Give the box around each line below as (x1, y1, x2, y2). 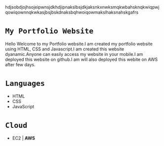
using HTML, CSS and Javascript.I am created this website (5, 46, 125, 52)
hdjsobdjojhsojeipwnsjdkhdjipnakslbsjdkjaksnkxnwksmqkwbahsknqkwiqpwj (5, 4, 160, 10)
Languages (5, 79, 45, 88)
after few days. (5, 61, 35, 68)
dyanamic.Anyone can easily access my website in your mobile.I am (5, 51, 143, 57)
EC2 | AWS (12, 135, 35, 141)
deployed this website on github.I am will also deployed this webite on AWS (5, 56, 158, 62)
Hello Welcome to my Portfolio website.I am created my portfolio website (5, 41, 153, 47)
